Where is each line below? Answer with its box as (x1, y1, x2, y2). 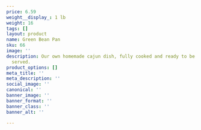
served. (11, 59, 31, 65)
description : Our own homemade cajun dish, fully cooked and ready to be (6, 53, 196, 59)
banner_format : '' (6, 98, 52, 104)
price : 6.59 (6, 8, 36, 15)
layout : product (6, 31, 47, 37)
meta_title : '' (6, 70, 45, 76)
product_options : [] (6, 64, 58, 71)
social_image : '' (6, 81, 50, 87)
